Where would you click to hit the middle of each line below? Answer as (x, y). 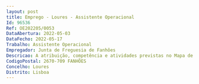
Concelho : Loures (28, 67)
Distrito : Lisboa (28, 72)
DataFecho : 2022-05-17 (34, 39)
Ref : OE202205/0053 (30, 28)
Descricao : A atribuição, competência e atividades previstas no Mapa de (100, 56)
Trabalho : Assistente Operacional (49, 45)
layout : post (22, 12)
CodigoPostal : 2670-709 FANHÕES (46, 61)
